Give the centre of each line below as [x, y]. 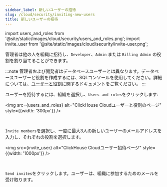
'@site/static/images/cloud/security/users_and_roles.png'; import [72, 39]
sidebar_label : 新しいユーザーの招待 [41, 10]
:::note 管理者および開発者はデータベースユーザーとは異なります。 [73, 71]
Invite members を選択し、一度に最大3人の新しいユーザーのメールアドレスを [83, 131]
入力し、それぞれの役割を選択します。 [44, 137]
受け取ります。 [20, 180]
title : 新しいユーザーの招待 [32, 19]
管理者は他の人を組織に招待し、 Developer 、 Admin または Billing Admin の [81, 54]
